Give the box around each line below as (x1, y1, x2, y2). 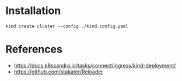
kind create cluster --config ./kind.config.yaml (5, 23, 129, 29)
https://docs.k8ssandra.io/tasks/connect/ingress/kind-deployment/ (13, 62, 176, 69)
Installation (5, 4, 61, 17)
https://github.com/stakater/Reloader (13, 68, 103, 75)
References (5, 43, 62, 56)
